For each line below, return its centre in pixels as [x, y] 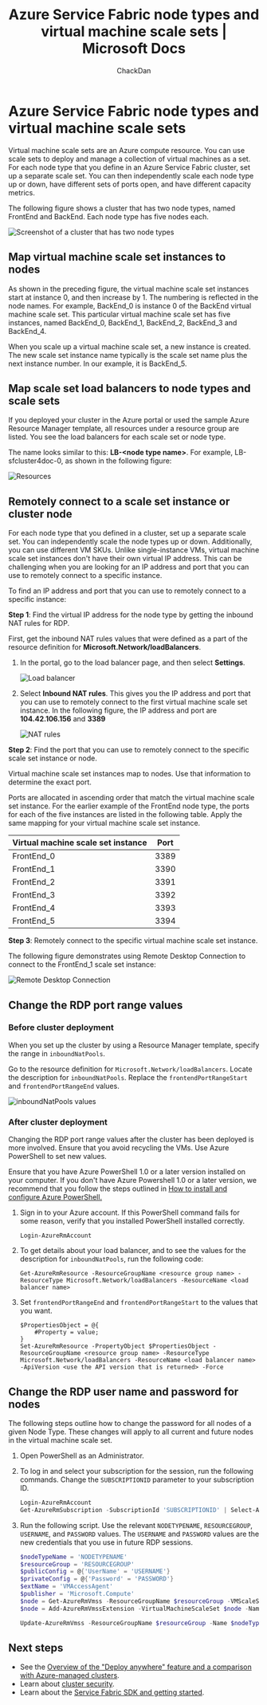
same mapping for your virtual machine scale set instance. [104, 823]
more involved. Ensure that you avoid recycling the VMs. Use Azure [119, 1148]
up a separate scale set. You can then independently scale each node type [131, 175]
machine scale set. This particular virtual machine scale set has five [120, 314]
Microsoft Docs [134, 49]
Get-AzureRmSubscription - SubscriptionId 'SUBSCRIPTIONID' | [124, 1510]
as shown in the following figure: [118, 461]
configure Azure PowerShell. [55, 1197]
